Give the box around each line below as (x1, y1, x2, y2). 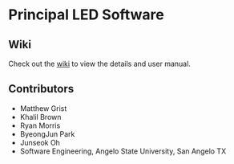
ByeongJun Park (19, 129, 75, 138)
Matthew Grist (19, 103, 67, 113)
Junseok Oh (19, 137, 60, 147)
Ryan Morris (19, 121, 61, 130)
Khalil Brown (19, 112, 62, 121)
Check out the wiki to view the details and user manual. (8, 59, 191, 68)
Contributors (8, 82, 75, 96)
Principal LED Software (8, 6, 164, 24)
